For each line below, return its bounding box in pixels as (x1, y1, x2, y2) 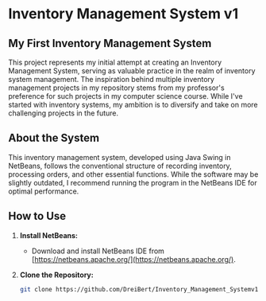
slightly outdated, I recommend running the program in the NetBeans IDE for (8, 178, 257, 187)
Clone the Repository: (19, 270, 94, 279)
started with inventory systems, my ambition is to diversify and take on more (8, 100, 258, 109)
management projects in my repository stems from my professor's (8, 83, 225, 92)
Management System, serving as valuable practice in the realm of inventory (8, 66, 256, 76)
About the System (8, 131, 100, 145)
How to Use (8, 209, 67, 223)
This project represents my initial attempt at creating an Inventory (8, 57, 222, 67)
